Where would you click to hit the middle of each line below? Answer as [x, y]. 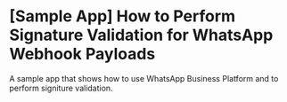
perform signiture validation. [61, 88]
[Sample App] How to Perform [123, 16]
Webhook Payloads [82, 54]
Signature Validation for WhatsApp [141, 35]
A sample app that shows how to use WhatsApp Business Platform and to [144, 78]
